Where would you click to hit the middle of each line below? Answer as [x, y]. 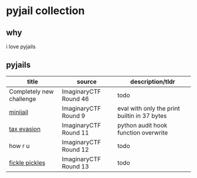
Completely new [31, 91]
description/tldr [152, 82]
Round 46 [75, 99]
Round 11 [75, 132]
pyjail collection [45, 11]
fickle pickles [27, 163]
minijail [18, 112]
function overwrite [142, 132]
